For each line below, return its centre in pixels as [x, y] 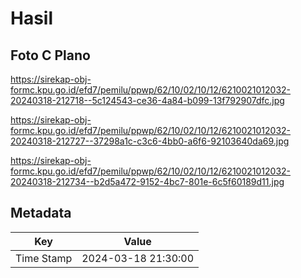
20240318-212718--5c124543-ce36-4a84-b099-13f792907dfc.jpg [147, 100]
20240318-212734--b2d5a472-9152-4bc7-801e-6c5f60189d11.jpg [147, 181]
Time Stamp [44, 258]
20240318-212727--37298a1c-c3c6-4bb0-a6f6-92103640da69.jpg [150, 141]
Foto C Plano [50, 55]
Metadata [41, 213]
